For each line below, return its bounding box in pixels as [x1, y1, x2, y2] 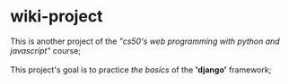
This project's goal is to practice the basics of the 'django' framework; [10, 64, 272, 75]
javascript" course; [10, 45, 82, 55]
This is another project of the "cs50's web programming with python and [10, 36, 281, 46]
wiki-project [10, 6, 103, 27]
